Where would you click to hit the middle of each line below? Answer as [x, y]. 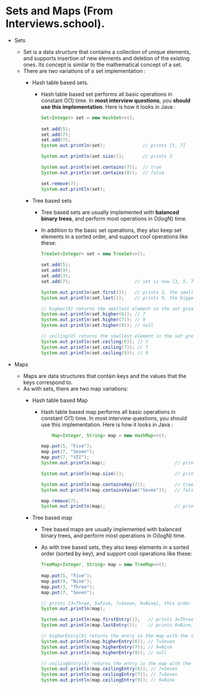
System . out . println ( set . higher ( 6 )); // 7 [93, 314]
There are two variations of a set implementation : [84, 71]
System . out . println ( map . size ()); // [110, 474]
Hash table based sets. [60, 83]
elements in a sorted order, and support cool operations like [115, 236]
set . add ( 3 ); [56, 276]
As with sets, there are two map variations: [76, 388]
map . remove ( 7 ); [60, 501]
